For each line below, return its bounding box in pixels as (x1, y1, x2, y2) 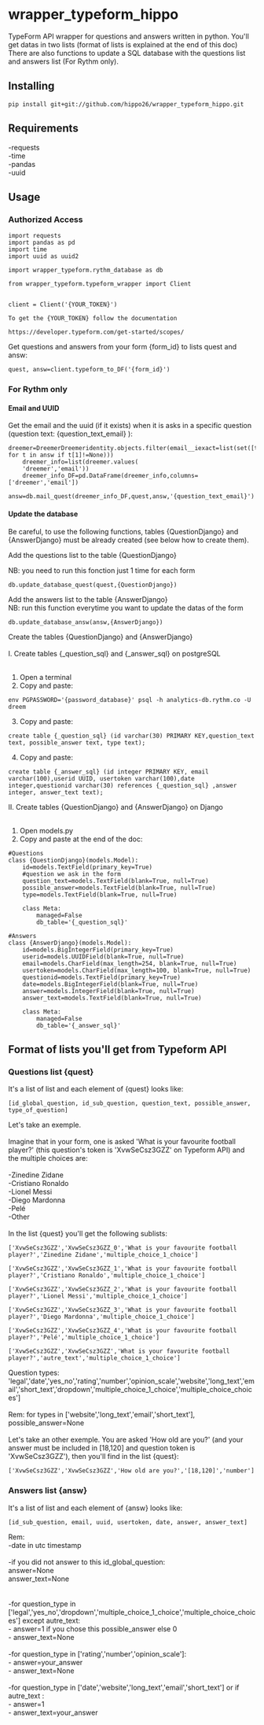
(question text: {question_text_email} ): (8, 429, 134, 438)
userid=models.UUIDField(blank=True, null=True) (22, 952, 185, 961)
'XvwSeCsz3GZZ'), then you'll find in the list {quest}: (8, 1452, 179, 1461)
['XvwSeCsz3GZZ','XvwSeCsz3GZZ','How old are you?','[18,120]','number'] (8, 1467, 255, 1475)
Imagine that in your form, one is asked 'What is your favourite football (8, 1137, 236, 1147)
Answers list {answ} (8, 1485, 88, 1496)
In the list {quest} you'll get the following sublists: (8, 1229, 167, 1239)
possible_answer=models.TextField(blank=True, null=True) (22, 884, 216, 892)
